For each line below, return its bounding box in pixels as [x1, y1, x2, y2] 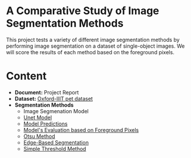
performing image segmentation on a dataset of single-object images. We [6, 42, 185, 50]
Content [6, 70, 47, 83]
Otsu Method [23, 133, 55, 140]
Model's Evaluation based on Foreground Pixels [23, 126, 139, 133]
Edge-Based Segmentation [23, 139, 89, 146]
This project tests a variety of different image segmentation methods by [6, 36, 180, 43]
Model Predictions [23, 120, 68, 127]
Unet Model [23, 114, 52, 121]
